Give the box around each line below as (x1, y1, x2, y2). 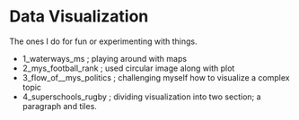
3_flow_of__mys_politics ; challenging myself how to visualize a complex (22, 72, 290, 82)
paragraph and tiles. (22, 100, 97, 111)
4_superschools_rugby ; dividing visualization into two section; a (22, 91, 262, 102)
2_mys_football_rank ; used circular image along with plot (22, 63, 235, 73)
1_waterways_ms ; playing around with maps (22, 53, 187, 64)
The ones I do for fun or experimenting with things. (9, 36, 198, 47)
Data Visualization (9, 6, 149, 27)
